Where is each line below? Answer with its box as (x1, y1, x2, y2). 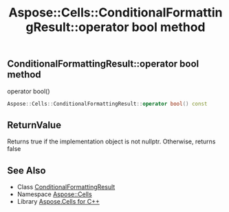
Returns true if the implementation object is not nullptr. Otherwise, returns (7, 137, 216, 145)
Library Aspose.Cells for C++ (17, 198, 100, 206)
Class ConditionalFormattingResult (17, 183, 116, 191)
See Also (7, 165, 46, 176)
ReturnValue (7, 119, 62, 131)
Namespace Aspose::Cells (17, 190, 92, 198)
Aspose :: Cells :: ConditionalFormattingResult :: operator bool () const (7, 100, 208, 107)
